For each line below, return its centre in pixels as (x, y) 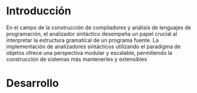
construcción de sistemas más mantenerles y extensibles (77, 59)
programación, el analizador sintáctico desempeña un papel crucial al (92, 33)
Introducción (39, 11)
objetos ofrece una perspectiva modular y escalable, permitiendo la (89, 52)
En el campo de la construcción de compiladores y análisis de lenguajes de (98, 27)
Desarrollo (33, 83)
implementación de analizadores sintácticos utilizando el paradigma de (93, 46)
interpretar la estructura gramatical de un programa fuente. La (83, 40)
